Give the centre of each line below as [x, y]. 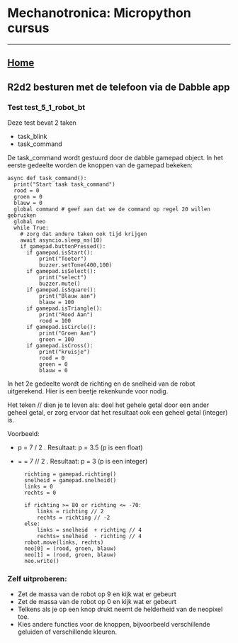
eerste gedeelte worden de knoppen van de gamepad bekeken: [100, 165]
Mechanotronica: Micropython [99, 13]
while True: [32, 228]
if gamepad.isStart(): [59, 253]
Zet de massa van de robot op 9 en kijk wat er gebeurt [97, 594]
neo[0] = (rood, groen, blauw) [70, 549]
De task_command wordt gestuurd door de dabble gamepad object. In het [115, 158]
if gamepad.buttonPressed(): [63, 247]
